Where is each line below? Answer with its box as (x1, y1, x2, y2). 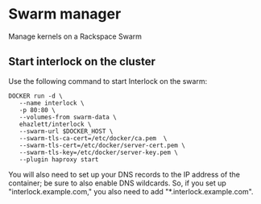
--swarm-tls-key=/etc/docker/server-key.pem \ (19, 148, 179, 156)
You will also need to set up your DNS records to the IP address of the (8, 169, 240, 179)
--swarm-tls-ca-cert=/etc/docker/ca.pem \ (19, 134, 168, 142)
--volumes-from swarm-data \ (19, 113, 117, 121)
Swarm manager (8, 5, 122, 23)
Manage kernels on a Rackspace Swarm (8, 31, 143, 41)
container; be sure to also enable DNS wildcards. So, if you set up (8, 178, 227, 188)
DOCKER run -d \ (8, 92, 63, 100)
